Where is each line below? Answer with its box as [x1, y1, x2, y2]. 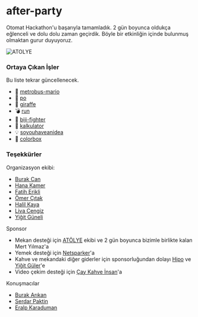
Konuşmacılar [6, 279, 40, 287]
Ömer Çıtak [14, 194, 43, 201]
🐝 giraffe [14, 101, 36, 108]
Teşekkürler [6, 150, 42, 158]
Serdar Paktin [14, 297, 49, 304]
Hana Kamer [14, 182, 46, 189]
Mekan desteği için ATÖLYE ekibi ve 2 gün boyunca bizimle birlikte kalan [14, 237, 193, 244]
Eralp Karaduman [14, 304, 58, 311]
